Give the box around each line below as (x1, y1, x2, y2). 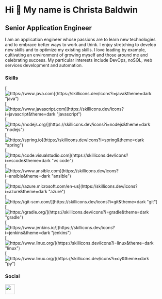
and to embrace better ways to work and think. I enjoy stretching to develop (5, 42, 157, 48)
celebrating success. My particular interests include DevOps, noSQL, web (5, 57, 153, 63)
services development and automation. (5, 63, 83, 68)
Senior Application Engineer (5, 24, 92, 32)
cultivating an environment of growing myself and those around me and (5, 52, 148, 58)
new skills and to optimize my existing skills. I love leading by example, (5, 47, 146, 52)
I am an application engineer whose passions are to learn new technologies (5, 36, 156, 42)
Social (5, 273, 20, 280)
